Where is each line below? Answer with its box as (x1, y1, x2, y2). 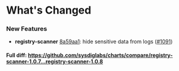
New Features (6, 25, 48, 33)
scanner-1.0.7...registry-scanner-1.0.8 (6, 58, 103, 65)
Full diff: (6, 51, 27, 59)
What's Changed (6, 4, 92, 17)
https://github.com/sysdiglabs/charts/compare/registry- (27, 51, 173, 59)
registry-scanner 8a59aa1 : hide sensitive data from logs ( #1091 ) (14, 38, 173, 45)
